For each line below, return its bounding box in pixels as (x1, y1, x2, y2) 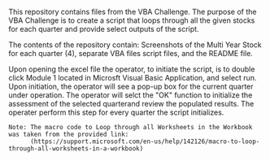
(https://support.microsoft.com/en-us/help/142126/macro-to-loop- (29, 137, 260, 146)
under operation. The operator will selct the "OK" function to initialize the (8, 90, 253, 100)
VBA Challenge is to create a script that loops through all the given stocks (8, 15, 255, 25)
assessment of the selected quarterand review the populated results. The (8, 99, 255, 108)
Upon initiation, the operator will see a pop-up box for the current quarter (8, 81, 254, 91)
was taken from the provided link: (8, 130, 129, 138)
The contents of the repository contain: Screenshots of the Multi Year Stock (8, 40, 262, 50)
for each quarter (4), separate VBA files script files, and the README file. (8, 49, 254, 58)
